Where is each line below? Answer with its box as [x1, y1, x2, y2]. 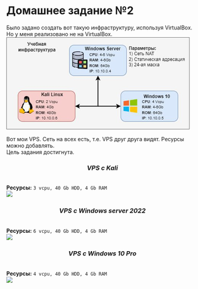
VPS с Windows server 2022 [58, 207, 146, 215]
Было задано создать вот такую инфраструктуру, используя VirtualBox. [6, 24, 193, 31]
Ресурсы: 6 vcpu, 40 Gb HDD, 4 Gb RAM [6, 227, 107, 234]
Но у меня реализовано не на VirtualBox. [6, 30, 113, 37]
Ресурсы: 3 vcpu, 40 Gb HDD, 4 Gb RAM [6, 184, 107, 191]
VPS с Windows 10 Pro [68, 249, 137, 258]
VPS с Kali [87, 163, 118, 172]
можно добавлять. [6, 142, 55, 149]
